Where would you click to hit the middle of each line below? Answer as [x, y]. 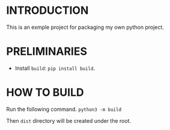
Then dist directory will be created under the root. [68, 120]
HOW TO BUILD [45, 92]
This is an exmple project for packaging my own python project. [85, 27]
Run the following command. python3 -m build [64, 109]
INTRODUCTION [47, 11]
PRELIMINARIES [47, 51]
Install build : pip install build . [55, 68]
